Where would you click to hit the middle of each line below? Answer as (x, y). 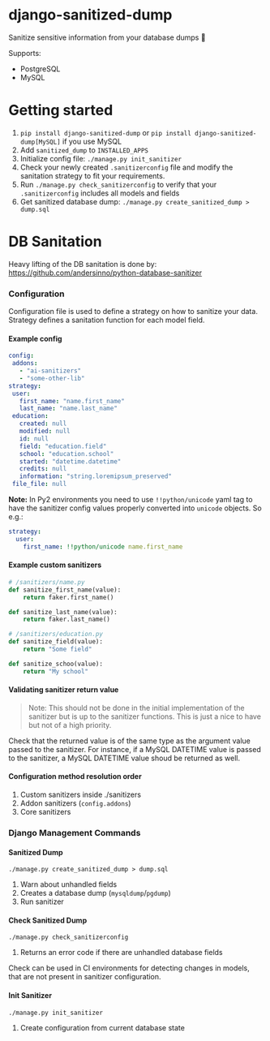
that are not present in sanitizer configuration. (85, 977)
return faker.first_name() (69, 597)
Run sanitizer (42, 901)
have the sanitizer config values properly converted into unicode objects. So (135, 508)
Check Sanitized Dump (48, 920)
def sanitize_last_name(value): (63, 612)
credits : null (43, 469)
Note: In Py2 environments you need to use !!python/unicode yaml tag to (131, 500)
